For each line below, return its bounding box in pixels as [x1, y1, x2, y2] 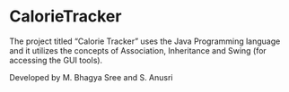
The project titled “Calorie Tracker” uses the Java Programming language [9, 36, 281, 46]
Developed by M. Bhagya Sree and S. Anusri [9, 71, 173, 82]
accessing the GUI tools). [9, 54, 103, 65]
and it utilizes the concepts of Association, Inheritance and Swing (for [9, 45, 267, 55]
